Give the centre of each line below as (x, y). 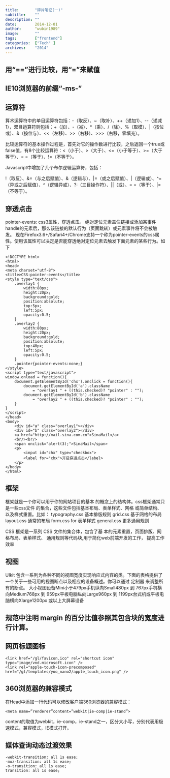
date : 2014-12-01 (31, 24)
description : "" (22, 19)
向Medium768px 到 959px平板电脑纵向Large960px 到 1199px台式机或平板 (82, 594)
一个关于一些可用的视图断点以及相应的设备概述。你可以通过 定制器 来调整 (82, 581)
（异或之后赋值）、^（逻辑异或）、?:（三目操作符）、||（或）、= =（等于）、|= (83, 185)
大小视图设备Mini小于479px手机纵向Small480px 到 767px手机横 (95, 587)
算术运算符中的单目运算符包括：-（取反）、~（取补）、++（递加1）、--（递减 (84, 121)
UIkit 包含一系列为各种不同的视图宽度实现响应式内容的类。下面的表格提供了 (84, 575)
